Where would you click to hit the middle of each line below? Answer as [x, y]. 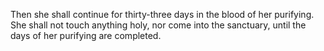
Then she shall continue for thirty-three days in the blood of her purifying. [162, 14]
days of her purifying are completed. [86, 35]
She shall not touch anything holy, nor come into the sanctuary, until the [158, 25]
